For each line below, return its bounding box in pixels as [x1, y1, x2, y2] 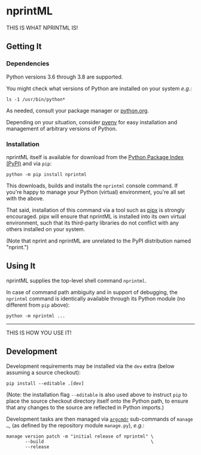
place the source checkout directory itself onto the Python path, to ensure [6, 397, 188, 405]
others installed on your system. [6, 225, 86, 232]
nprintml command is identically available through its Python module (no [6, 295, 185, 302]
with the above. [6, 194, 44, 202]
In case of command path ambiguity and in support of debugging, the [6, 288, 178, 295]
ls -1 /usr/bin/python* [6, 96, 66, 103]
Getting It [6, 41, 42, 52]
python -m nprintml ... [6, 313, 66, 319]
